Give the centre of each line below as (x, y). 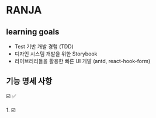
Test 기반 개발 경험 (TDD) (44, 46)
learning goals (33, 32)
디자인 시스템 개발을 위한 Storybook (56, 54)
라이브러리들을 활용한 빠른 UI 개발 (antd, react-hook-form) (82, 61)
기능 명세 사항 (29, 81)
